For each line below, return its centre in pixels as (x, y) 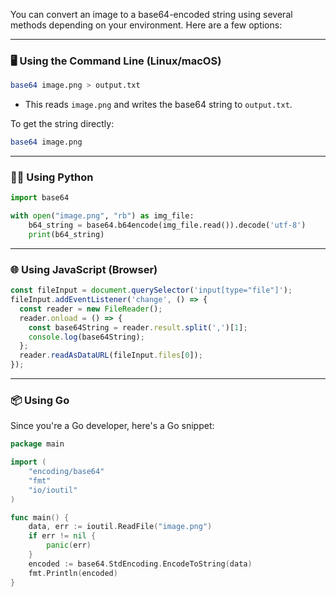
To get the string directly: (62, 124)
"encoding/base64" (66, 472)
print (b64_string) (66, 234)
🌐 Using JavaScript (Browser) (84, 269)
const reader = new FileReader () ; (91, 309)
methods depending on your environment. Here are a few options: (146, 25)
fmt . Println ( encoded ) (73, 573)
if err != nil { (62, 536)
